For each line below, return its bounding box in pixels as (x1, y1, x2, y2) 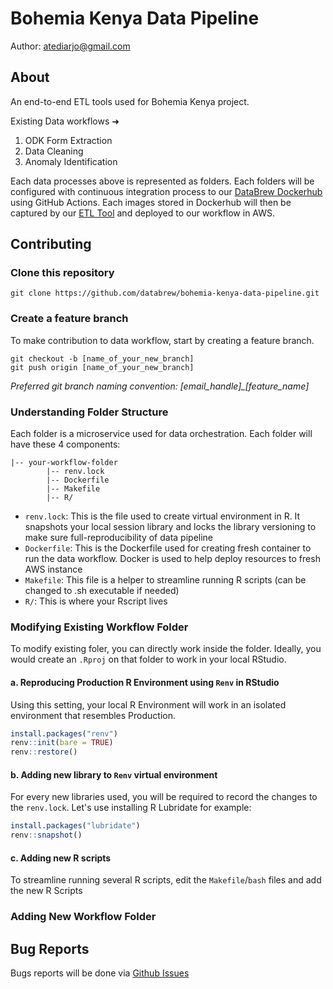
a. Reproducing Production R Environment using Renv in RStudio (10, 676, 280, 688)
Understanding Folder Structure (10, 405, 169, 419)
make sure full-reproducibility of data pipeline (24, 532, 214, 544)
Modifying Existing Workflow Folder (10, 620, 189, 634)
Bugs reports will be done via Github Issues (10, 967, 190, 979)
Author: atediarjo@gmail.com (10, 40, 131, 52)
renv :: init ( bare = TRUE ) (10, 738, 114, 748)
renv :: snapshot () (10, 830, 83, 841)
